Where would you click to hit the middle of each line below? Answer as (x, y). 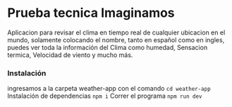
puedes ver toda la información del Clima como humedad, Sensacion (108, 47)
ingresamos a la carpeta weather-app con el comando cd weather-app (109, 89)
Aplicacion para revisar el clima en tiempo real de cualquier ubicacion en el (116, 32)
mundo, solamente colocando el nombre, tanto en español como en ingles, (116, 39)
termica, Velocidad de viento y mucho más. (70, 55)
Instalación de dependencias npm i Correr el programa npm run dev (105, 96)
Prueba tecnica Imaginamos (91, 13)
